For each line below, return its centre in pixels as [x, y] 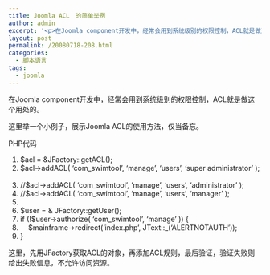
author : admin [32, 23]
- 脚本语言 [31, 61]
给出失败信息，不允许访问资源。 [61, 262]
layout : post [30, 38]
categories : [28, 53]
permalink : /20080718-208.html [61, 46]
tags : [17, 68]
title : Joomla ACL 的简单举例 [57, 16]
